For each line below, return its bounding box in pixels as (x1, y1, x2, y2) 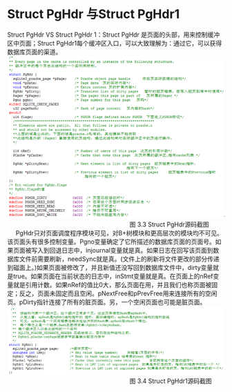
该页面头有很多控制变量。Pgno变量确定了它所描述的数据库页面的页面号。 (7, 237, 216, 246)
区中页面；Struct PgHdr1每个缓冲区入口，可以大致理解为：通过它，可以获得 (7, 39, 222, 47)
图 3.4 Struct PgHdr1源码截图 (129, 377, 212, 385)
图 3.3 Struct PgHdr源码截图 (129, 220, 209, 228)
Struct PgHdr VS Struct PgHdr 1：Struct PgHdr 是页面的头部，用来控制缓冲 (7, 30, 220, 39)
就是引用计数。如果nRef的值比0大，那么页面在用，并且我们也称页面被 (12, 281, 212, 289)
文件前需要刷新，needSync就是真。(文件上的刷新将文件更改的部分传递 (19, 255, 220, 263)
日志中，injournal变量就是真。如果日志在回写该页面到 (61, 246, 213, 255)
